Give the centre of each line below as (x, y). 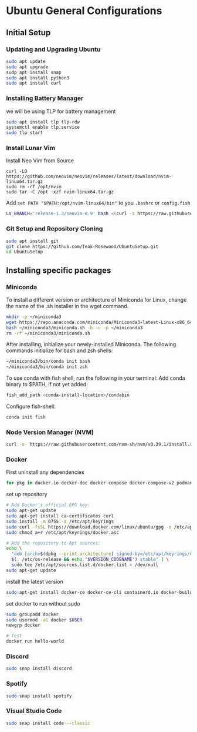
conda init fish (26, 417)
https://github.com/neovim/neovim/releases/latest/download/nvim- (89, 177)
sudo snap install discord (39, 669)
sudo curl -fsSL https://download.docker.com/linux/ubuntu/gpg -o (89, 527)
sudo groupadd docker (33, 614)
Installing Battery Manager (45, 98)
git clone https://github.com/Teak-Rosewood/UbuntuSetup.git (82, 246)
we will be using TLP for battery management (61, 111)
